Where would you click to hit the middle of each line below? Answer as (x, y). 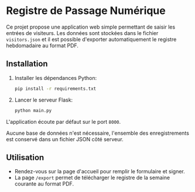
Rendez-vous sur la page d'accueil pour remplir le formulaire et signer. (100, 172)
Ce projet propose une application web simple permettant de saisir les (91, 27)
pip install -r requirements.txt (55, 89)
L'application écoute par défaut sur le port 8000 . (64, 121)
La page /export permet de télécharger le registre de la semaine (92, 178)
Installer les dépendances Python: (56, 78)
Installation (27, 64)
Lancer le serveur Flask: (44, 100)
